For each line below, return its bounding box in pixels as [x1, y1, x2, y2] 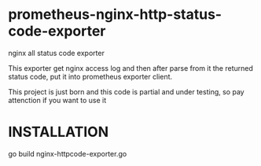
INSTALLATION [8, 124, 108, 141]
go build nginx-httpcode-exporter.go [8, 149, 127, 158]
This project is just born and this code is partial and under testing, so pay [8, 87, 245, 96]
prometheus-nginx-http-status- [8, 6, 222, 24]
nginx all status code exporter [8, 48, 105, 57]
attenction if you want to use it [8, 95, 107, 105]
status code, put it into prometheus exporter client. [8, 72, 173, 81]
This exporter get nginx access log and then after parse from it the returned [8, 63, 254, 72]
